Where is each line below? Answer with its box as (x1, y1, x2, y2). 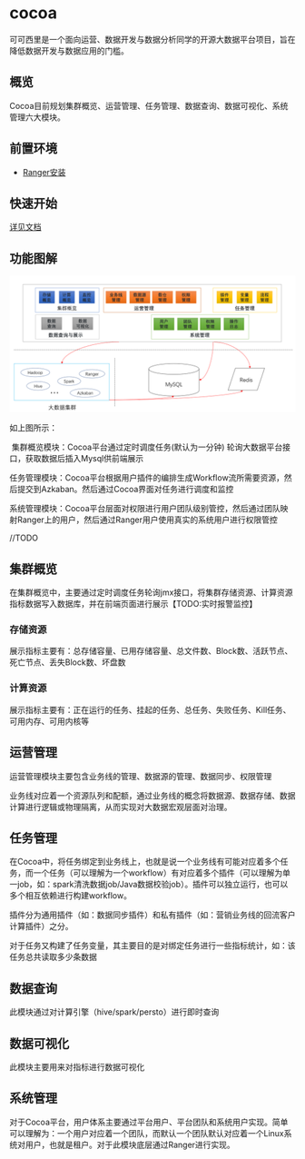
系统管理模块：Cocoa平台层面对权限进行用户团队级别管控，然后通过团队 (9, 503, 281, 514)
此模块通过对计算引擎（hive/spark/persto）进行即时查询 (9, 1006, 220, 1017)
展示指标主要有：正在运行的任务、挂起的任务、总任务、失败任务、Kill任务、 (9, 704, 291, 715)
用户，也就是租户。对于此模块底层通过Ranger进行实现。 (25, 1139, 236, 1150)
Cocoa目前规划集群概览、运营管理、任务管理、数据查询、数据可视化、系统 (9, 100, 289, 111)
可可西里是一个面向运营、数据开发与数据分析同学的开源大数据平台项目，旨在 (9, 34, 296, 45)
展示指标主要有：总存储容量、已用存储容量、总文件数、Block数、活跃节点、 (9, 646, 293, 657)
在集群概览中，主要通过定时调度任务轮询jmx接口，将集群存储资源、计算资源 (9, 587, 293, 598)
